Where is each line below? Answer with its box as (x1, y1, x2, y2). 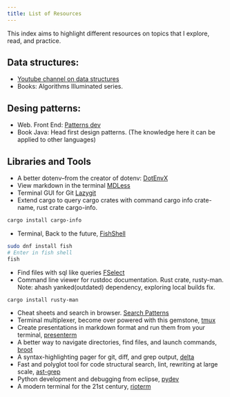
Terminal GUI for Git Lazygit (17, 188, 97, 197)
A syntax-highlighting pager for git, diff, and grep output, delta (17, 353, 195, 361)
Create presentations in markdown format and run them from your (17, 324, 206, 332)
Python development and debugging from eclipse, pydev (17, 375, 180, 383)
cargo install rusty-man (7, 296, 79, 303)
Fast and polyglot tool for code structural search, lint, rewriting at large (17, 360, 218, 369)
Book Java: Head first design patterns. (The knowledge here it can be (17, 128, 215, 136)
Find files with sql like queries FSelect (17, 268, 125, 276)
